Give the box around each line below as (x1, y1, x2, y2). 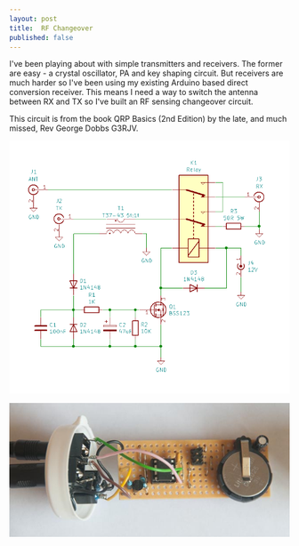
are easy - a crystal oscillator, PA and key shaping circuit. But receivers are (9, 68, 284, 79)
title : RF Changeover (9, 23, 93, 33)
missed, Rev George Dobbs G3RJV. (9, 123, 139, 133)
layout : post (9, 14, 58, 23)
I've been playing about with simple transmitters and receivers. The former (9, 59, 283, 69)
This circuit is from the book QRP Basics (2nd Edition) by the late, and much (9, 114, 287, 124)
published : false (9, 33, 74, 42)
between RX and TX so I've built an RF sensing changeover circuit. (9, 96, 254, 107)
